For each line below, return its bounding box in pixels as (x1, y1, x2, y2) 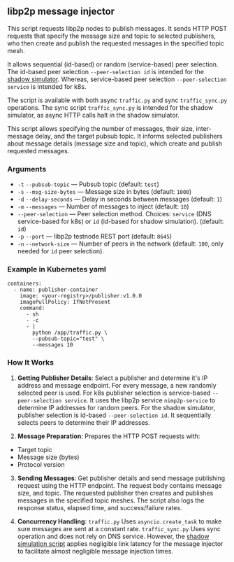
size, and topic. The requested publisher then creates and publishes (17, 489, 214, 497)
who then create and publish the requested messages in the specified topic (7, 38, 225, 48)
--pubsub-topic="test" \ (32, 335, 105, 342)
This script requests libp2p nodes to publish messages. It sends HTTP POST (7, 24, 228, 32)
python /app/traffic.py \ (32, 329, 108, 337)
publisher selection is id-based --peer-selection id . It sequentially (17, 411, 212, 419)
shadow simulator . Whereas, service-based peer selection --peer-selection (7, 75, 227, 83)
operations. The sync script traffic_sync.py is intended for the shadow (7, 103, 214, 111)
